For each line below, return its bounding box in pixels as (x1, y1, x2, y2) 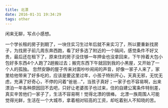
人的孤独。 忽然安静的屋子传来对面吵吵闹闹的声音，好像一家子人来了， (9, 66, 155, 72)
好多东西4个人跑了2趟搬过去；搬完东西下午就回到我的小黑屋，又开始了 (9, 60, 155, 66)
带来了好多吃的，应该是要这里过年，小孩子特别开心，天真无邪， (18, 73, 150, 79)
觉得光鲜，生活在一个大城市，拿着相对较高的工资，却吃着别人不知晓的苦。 (5, 98, 158, 104)
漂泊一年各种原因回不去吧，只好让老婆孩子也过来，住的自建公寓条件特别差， (5, 85, 163, 91)
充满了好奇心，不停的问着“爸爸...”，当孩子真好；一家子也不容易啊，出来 (13, 79, 161, 85)
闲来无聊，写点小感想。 (5, 31, 53, 37)
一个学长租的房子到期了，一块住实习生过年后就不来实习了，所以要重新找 (5, 41, 154, 47)
